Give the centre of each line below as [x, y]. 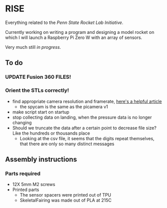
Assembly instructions [41, 159]
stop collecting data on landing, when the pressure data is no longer [82, 117]
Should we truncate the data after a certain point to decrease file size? [84, 128]
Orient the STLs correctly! [37, 90]
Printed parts [26, 190]
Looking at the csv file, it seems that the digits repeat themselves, [87, 138]
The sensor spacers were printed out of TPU [65, 195]
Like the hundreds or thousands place [51, 133]
